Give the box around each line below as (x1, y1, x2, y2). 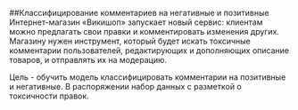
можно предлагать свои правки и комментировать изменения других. (9, 27, 279, 36)
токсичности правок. (9, 90, 89, 101)
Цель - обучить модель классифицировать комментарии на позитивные (9, 72, 286, 82)
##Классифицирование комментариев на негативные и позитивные (9, 8, 269, 18)
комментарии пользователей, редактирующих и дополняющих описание (9, 45, 290, 56)
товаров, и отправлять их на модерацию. (9, 55, 168, 65)
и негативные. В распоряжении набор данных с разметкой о (9, 82, 243, 91)
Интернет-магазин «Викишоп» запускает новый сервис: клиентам (9, 17, 263, 27)
